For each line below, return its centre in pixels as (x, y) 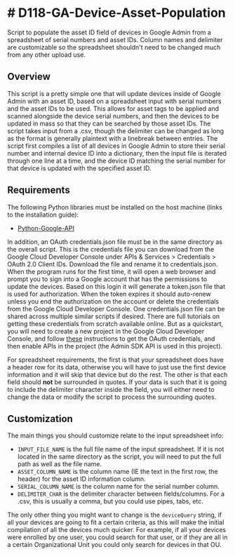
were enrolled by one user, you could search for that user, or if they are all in (117, 537)
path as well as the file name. (60, 464)
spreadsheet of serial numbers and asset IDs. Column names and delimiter (115, 39)
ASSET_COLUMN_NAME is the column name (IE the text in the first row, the (117, 472)
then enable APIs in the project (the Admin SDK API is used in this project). (115, 346)
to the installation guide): (43, 215)
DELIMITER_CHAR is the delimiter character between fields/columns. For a (121, 494)
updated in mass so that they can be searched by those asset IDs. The (109, 123)
